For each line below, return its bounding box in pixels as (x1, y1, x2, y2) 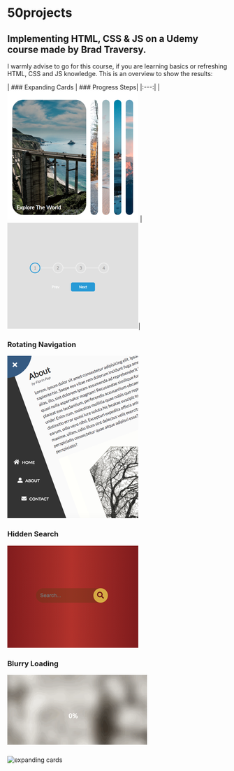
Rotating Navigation (7, 339, 77, 349)
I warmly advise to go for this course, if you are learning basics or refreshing (7, 62, 228, 71)
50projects (7, 5, 73, 21)
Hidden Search (7, 529, 59, 539)
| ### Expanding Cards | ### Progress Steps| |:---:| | (7, 83, 161, 91)
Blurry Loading (7, 659, 59, 668)
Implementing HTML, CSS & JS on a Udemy (7, 33, 199, 45)
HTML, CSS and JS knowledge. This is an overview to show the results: (7, 70, 213, 78)
